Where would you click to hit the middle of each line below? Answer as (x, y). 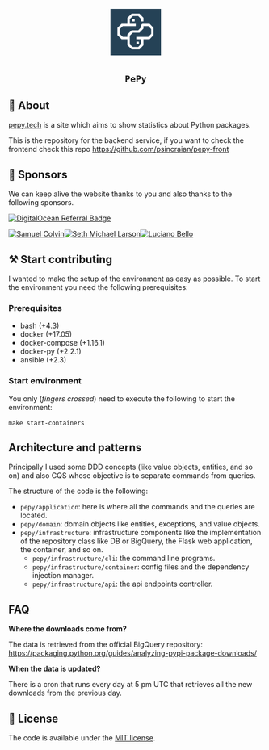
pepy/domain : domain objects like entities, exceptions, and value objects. (140, 524)
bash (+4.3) (40, 326)
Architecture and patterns (75, 448)
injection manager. (63, 576)
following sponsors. (41, 203)
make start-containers (46, 423)
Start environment (45, 381)
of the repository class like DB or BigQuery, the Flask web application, (136, 541)
